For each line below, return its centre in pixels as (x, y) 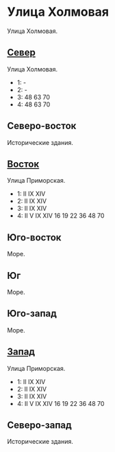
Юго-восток (34, 237)
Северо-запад (39, 426)
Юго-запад (32, 314)
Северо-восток (42, 126)
